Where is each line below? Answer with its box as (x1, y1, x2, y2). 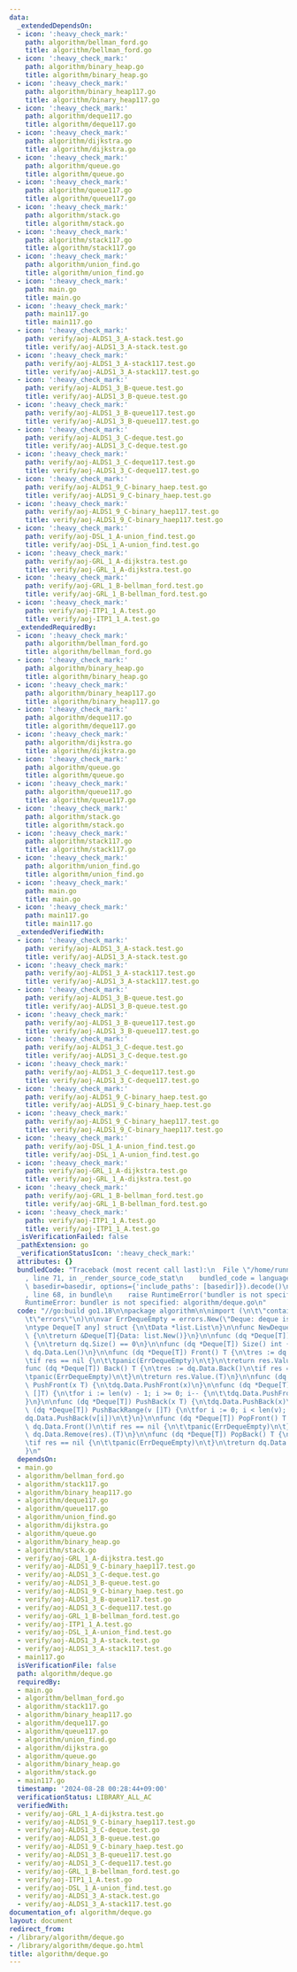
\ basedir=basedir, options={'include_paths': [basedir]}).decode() (25, 1282, 283, 1290)
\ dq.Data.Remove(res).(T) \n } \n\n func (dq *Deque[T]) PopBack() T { (25, 1430, 283, 1439)
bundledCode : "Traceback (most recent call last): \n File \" (17, 1265, 251, 1274)
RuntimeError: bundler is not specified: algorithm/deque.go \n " (25, 1298, 267, 1307)
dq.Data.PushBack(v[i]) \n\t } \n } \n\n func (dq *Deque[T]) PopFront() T (25, 1414, 287, 1422)
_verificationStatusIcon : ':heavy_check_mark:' (17, 1249, 196, 1259)
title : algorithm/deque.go (9, 1949, 109, 1959)
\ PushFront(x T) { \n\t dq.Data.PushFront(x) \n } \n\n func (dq (25, 1381, 251, 1390)
